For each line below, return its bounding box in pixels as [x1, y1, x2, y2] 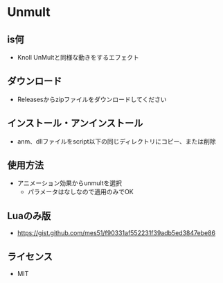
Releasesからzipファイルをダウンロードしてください [17, 95, 168, 103]
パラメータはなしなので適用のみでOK [27, 188, 134, 196]
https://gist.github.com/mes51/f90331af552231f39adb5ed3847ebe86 [17, 229, 216, 237]
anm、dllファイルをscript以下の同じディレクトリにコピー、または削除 [17, 137, 216, 146]
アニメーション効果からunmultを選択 [17, 179, 123, 187]
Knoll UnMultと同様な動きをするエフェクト [17, 53, 140, 61]
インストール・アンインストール [7, 117, 143, 129]
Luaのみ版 [7, 209, 51, 222]
